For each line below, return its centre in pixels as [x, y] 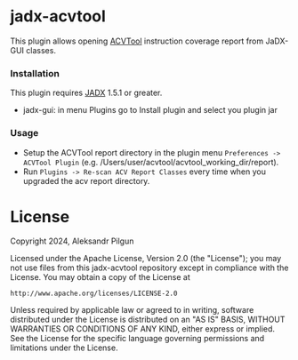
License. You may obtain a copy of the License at [100, 277]
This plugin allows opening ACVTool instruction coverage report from [137, 41]
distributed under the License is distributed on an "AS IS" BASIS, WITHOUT [148, 320]
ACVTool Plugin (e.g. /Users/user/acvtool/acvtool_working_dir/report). [151, 162]
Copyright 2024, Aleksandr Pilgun [72, 241]
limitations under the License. [64, 348]
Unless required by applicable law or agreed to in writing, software [132, 310]
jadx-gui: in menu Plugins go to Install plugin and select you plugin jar [150, 110]
